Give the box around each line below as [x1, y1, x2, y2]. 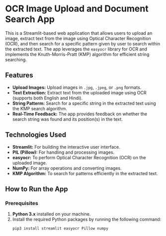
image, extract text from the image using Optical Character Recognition [5, 35, 151, 41]
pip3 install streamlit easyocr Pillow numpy [12, 226, 108, 231]
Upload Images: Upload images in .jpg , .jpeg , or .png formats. [12, 84, 142, 90]
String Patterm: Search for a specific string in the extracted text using [12, 100, 156, 106]
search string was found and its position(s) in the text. [12, 116, 123, 122]
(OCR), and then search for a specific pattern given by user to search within [5, 40, 161, 46]
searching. [5, 56, 27, 62]
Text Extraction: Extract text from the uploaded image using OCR [12, 89, 147, 95]
